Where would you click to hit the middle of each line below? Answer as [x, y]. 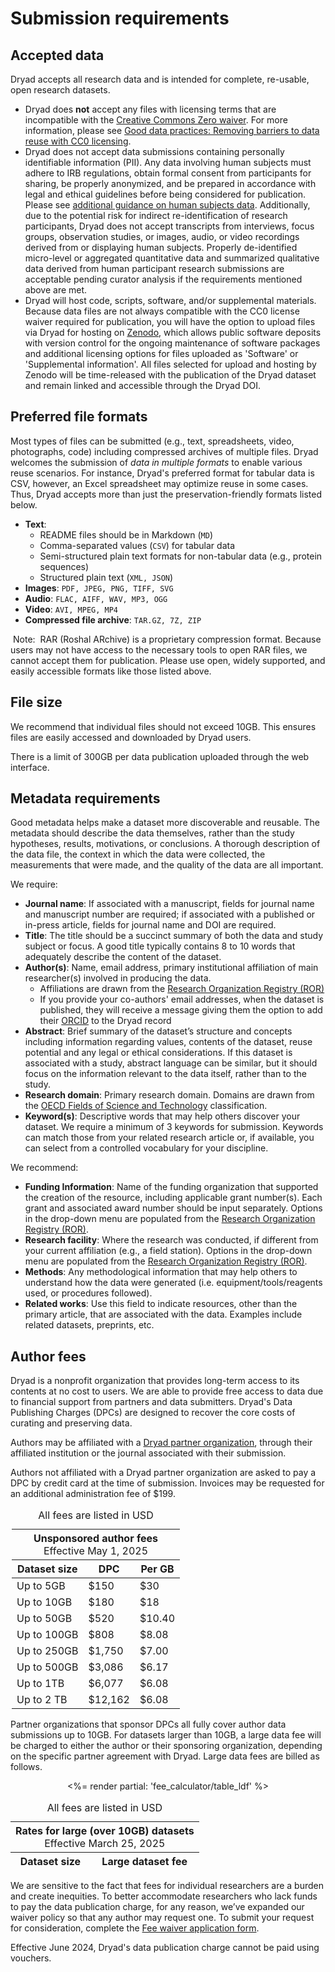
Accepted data [57, 55]
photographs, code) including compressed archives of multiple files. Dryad [164, 451]
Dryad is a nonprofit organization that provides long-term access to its [155, 1381]
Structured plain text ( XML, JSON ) [106, 577]
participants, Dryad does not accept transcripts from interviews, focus [169, 226]
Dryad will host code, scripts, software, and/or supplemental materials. [170, 300]
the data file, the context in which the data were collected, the [138, 854]
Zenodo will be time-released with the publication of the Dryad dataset [170, 375]
